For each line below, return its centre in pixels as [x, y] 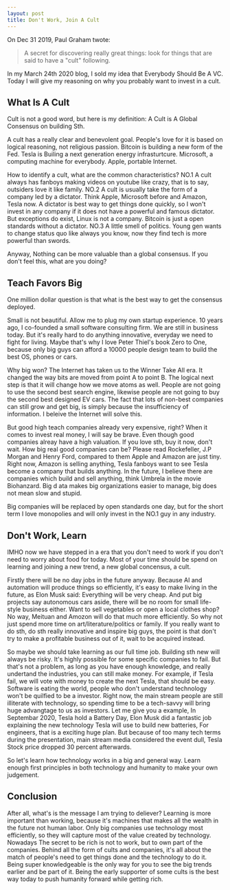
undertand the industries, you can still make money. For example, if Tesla [111, 674]
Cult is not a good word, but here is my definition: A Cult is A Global [102, 119]
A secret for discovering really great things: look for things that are [118, 53]
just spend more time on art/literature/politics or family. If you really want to [114, 624]
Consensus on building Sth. [46, 126]
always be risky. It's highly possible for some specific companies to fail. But [114, 659]
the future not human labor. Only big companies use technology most [105, 827]
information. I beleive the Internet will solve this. [75, 414]
